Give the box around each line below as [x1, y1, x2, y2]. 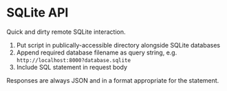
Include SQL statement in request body [16, 63, 128, 71]
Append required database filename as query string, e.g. [16, 48, 177, 57]
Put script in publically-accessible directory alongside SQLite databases [16, 41, 221, 49]
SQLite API [6, 5, 69, 21]
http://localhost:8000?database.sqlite [16, 57, 131, 63]
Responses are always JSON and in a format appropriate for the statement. [6, 76, 219, 84]
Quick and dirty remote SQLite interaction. [6, 28, 126, 36]
